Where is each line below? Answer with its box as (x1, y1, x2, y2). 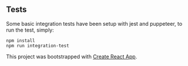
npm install (6, 37, 35, 43)
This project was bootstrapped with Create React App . (6, 53, 138, 60)
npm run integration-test (6, 43, 69, 48)
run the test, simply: (6, 26, 54, 33)
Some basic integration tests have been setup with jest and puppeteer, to (6, 20, 183, 27)
